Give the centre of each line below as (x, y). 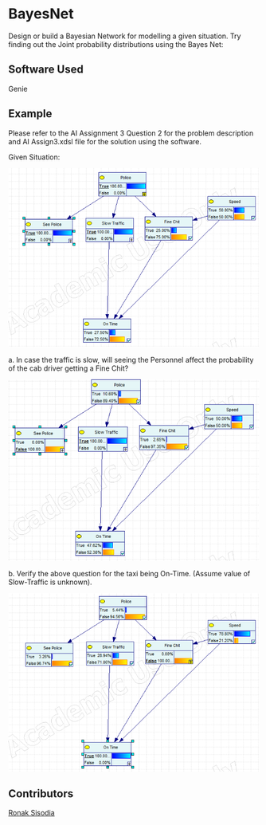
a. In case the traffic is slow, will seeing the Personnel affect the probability (131, 359)
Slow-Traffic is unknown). (51, 582)
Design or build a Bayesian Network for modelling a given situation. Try (125, 36)
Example (30, 114)
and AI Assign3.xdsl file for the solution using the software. (105, 141)
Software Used (46, 70)
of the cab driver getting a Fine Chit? (68, 368)
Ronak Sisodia (31, 813)
